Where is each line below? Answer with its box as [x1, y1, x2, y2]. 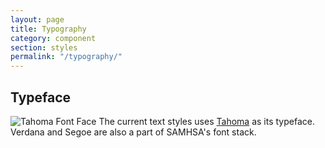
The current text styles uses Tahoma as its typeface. [98, 115, 315, 127]
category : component [10, 33, 97, 43]
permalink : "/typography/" [10, 52, 123, 62]
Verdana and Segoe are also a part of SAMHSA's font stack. [10, 126, 257, 138]
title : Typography [10, 24, 87, 34]
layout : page [10, 14, 65, 25]
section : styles [10, 42, 78, 53]
